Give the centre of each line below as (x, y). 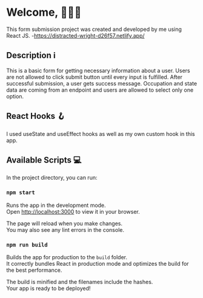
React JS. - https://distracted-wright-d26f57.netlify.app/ (75, 35)
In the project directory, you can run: (52, 178)
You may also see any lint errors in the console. (65, 229)
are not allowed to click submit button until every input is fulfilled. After (95, 77)
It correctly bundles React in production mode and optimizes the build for (98, 263)
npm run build (27, 245)
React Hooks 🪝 (36, 116)
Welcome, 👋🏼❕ (44, 12)
